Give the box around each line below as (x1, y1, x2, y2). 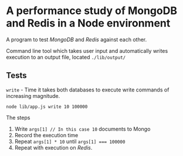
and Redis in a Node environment (6, 16, 171, 30)
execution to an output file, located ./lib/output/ (6, 53, 126, 60)
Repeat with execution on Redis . (14, 144, 93, 151)
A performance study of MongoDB (6, 4, 178, 18)
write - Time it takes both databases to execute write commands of (6, 86, 170, 93)
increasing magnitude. (6, 92, 60, 99)
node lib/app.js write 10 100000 (6, 104, 88, 110)
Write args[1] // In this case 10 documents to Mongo (14, 125, 151, 133)
